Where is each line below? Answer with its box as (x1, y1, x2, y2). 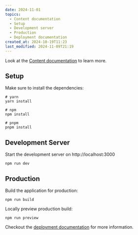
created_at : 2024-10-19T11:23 (5, 40, 68, 45)
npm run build (5, 197, 34, 202)
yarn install (5, 99, 32, 104)
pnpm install (5, 125, 32, 130)
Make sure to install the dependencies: (5, 85, 84, 91)
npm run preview (5, 216, 38, 221)
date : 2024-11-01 (5, 7, 41, 12)
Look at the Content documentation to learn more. (5, 57, 107, 63)
